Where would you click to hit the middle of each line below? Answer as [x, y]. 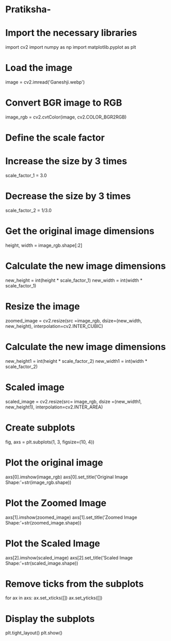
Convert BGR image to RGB [64, 103]
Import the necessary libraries [71, 33]
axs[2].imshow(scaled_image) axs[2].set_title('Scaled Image [69, 557]
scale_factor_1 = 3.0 [26, 176]
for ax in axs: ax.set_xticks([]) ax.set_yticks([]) [54, 598]
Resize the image [43, 307]
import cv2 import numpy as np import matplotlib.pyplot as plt [71, 47]
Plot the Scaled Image [53, 543]
